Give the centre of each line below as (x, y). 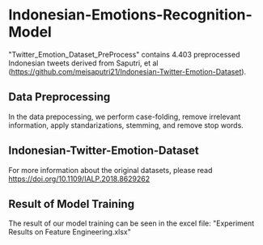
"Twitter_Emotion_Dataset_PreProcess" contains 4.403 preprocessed (124, 54)
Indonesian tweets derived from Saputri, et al (83, 63)
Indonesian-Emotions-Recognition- (130, 15)
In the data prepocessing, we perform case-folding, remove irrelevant (125, 116)
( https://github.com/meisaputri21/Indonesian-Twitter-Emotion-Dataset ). (127, 71)
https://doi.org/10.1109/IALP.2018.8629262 (79, 179)
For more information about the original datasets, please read (110, 170)
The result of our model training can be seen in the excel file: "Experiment (131, 223)
